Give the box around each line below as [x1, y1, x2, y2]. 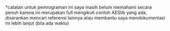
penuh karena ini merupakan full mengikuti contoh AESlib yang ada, [5, 9, 148, 15]
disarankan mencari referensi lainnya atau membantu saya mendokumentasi [5, 15, 165, 20]
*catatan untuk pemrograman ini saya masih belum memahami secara [5, 4, 152, 10]
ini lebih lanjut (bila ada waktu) [5, 20, 69, 26]
